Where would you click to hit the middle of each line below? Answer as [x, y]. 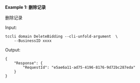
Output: [13, 50]
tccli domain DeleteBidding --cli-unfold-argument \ [62, 36]
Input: [11, 28]
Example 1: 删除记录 [25, 7]
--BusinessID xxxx [33, 41]
